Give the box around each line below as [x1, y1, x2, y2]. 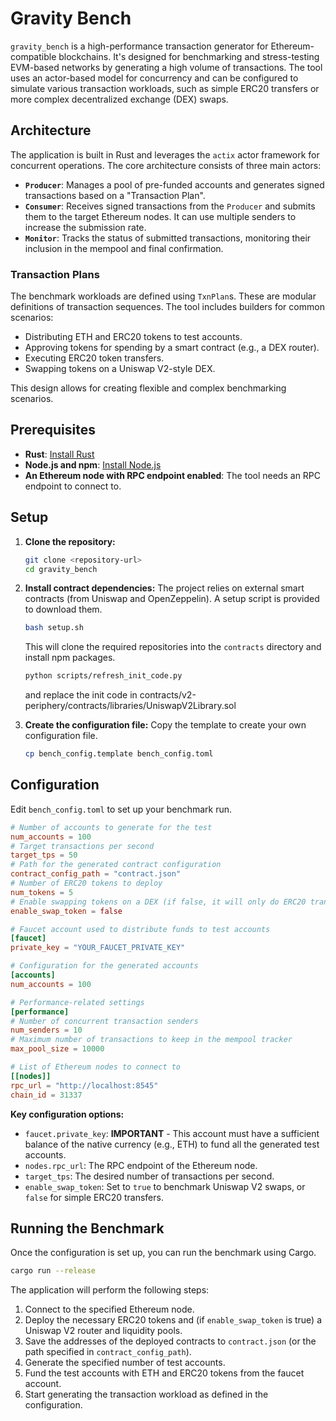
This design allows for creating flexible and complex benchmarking [10, 382, 287, 394]
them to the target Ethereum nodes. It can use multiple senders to [24, 210, 297, 222]
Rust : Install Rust [24, 448, 95, 460]
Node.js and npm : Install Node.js [24, 458, 162, 471]
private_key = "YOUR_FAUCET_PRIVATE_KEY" [10, 943, 186, 953]
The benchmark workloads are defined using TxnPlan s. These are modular [10, 290, 317, 302]
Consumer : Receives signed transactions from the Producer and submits [24, 200, 316, 212]
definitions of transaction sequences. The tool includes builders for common [10, 301, 325, 313]
